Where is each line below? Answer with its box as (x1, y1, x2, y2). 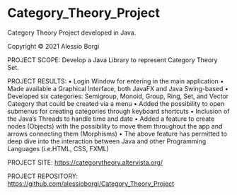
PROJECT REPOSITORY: (7, 172, 78, 180)
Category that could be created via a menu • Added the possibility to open (7, 99, 225, 107)
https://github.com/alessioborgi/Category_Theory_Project (7, 179, 175, 188)
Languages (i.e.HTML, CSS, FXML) (7, 144, 110, 153)
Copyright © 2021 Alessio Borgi (7, 42, 100, 50)
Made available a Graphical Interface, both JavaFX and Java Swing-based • (7, 84, 229, 93)
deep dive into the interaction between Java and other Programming (7, 136, 207, 146)
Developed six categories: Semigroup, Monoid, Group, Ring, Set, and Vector (7, 92, 229, 100)
